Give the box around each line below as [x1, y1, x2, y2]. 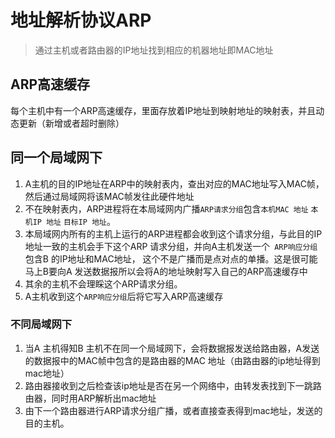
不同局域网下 [10, 317, 73, 331]
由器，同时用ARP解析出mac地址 [24, 392, 157, 404]
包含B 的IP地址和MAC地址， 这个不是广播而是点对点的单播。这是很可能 [24, 252, 318, 265]
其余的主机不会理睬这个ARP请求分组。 [24, 277, 183, 290]
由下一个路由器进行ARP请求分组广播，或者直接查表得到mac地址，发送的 [24, 404, 323, 416]
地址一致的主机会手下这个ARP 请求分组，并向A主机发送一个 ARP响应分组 [24, 240, 318, 252]
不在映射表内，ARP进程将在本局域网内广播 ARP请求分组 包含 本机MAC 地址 [24, 202, 309, 215]
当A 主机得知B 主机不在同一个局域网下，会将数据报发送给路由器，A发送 [24, 342, 320, 354]
